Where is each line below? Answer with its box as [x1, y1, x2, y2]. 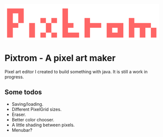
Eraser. [11, 112, 26, 117]
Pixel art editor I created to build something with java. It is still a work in [4, 68, 148, 74]
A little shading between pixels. [11, 122, 75, 128]
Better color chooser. [11, 116, 54, 122]
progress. [4, 74, 24, 80]
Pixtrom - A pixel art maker [4, 53, 116, 64]
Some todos [4, 88, 42, 96]
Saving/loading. [11, 101, 44, 107]
